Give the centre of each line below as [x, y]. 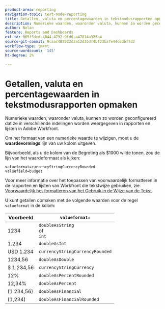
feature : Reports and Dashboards [39, 32]
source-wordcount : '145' [30, 51]
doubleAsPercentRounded [66, 276]
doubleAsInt [53, 244]
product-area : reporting [30, 10]
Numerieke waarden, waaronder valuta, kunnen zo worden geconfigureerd [81, 118]
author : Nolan [20, 28]
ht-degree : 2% [20, 55]
